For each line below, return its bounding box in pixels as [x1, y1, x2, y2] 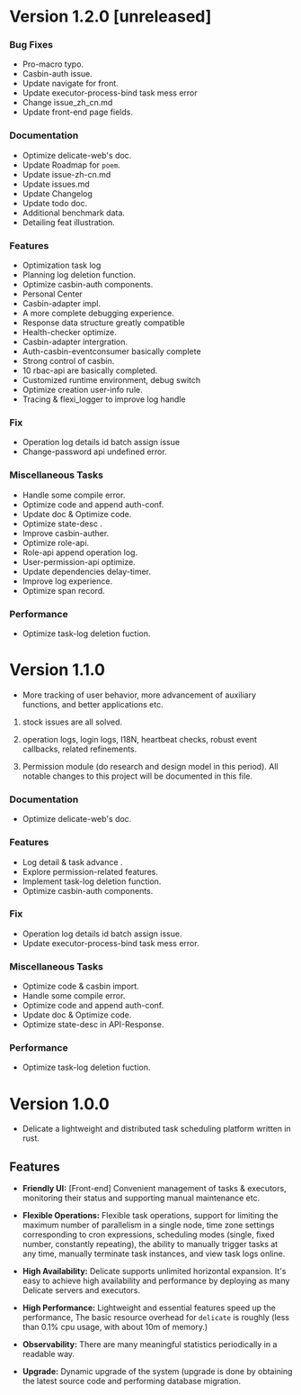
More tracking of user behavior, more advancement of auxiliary [22, 689, 257, 700]
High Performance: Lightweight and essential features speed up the [22, 1302, 276, 1313]
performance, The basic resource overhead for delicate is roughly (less [22, 1312, 290, 1323]
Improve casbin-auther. [22, 527, 110, 538]
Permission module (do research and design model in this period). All [22, 761, 279, 771]
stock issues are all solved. [22, 716, 123, 727]
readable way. [22, 1349, 75, 1360]
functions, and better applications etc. [22, 698, 164, 709]
